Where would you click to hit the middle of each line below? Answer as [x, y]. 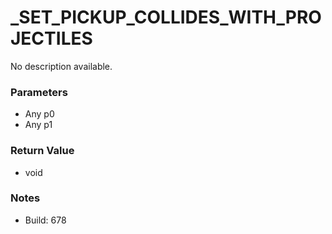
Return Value [42, 151]
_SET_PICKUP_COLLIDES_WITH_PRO [166, 17]
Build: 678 [45, 220]
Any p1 [38, 125]
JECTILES [51, 38]
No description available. [61, 66]
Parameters [39, 92]
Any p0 [39, 114]
